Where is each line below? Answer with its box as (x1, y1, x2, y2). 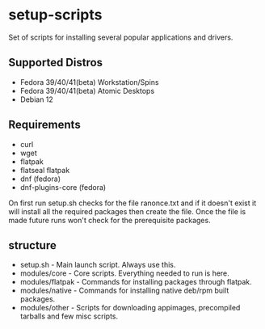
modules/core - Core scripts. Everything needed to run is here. (19, 268, 230, 278)
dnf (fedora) (19, 174, 61, 183)
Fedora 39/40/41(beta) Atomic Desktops (19, 86, 155, 95)
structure (8, 238, 57, 252)
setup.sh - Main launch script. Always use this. (19, 260, 176, 270)
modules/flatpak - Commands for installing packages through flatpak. (19, 277, 252, 287)
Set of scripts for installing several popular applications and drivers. (8, 32, 233, 42)
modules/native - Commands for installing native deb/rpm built (19, 285, 229, 296)
